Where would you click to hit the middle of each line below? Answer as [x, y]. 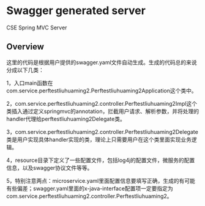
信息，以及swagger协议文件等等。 [50, 167]
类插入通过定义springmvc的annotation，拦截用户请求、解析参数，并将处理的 [103, 111]
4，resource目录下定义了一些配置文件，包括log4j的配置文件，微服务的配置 [101, 160]
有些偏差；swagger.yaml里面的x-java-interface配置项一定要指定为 [90, 188]
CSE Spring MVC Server [37, 28]
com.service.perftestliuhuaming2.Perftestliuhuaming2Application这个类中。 [102, 90]
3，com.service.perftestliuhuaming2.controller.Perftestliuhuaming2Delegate [102, 131]
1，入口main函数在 [30, 83]
